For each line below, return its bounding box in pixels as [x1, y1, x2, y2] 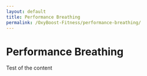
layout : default [6, 8, 46, 15]
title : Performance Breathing [6, 14, 81, 20]
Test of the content [6, 64, 53, 71]
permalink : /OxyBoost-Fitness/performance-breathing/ [6, 19, 142, 25]
